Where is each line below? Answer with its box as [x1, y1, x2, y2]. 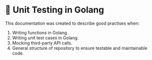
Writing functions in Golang [12, 30, 67, 35]
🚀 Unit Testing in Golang [5, 4, 104, 15]
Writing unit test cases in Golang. [12, 35, 79, 41]
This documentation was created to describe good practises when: [5, 20, 140, 26]
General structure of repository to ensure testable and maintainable [12, 45, 148, 51]
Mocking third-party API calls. [12, 40, 73, 45]
